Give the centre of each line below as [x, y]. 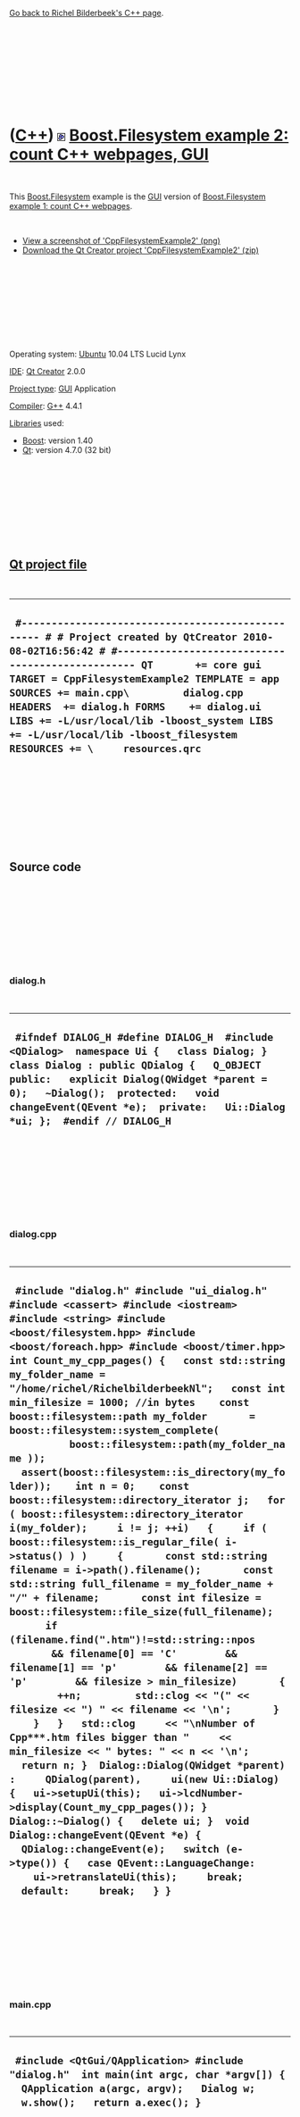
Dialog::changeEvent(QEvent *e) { [105, 1835]
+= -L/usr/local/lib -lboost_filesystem [124, 735]
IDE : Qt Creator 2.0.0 [48, 371]
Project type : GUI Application [62, 389]
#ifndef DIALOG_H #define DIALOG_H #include [144, 1038]
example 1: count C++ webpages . [71, 205]
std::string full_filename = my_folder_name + [142, 1584]
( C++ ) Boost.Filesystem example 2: [149, 135]
